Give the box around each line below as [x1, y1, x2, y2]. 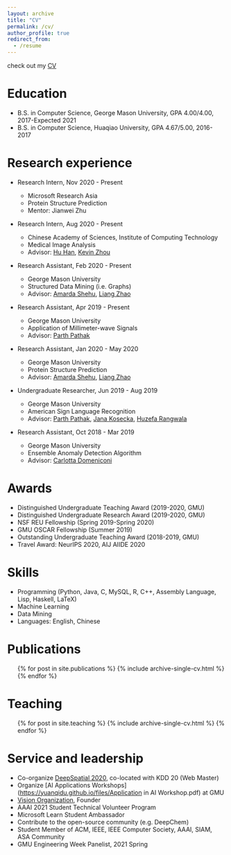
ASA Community [17, 832, 65, 840]
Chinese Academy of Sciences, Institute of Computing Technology [27, 233, 219, 242]
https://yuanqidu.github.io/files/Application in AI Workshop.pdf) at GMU [19, 788, 225, 797]
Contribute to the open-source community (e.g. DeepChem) [17, 818, 189, 826]
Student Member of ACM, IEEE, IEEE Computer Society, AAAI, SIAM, [17, 825, 213, 833]
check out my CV [7, 62, 57, 69]
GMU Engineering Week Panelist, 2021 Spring [17, 840, 148, 848]
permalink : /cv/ [7, 23, 54, 30]
